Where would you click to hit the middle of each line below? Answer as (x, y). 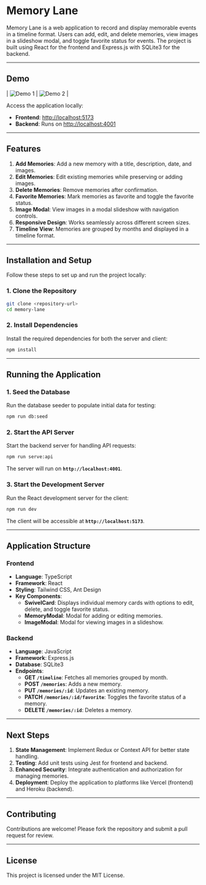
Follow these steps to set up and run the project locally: (76, 275)
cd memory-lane (26, 309)
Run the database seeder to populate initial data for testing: (81, 405)
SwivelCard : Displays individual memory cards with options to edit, (109, 603)
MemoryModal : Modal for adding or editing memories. (93, 616)
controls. (26, 216)
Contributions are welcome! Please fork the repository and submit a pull (97, 829)
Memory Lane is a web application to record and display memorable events (101, 28)
